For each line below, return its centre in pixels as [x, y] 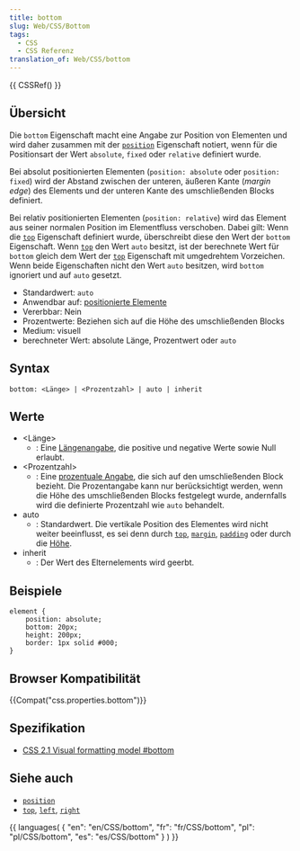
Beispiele [36, 591]
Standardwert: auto [58, 292]
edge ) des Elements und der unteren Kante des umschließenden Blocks [142, 191]
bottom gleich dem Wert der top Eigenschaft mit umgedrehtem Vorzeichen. [147, 255]
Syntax [30, 368]
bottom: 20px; [52, 627]
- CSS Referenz [46, 51]
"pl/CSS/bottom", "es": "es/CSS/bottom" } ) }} [94, 837]
